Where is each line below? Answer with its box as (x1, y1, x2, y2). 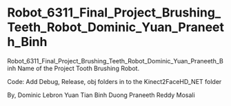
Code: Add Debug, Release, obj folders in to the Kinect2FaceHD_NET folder (7, 77, 222, 85)
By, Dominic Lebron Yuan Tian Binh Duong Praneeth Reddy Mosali (7, 91, 195, 99)
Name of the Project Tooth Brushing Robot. (17, 64, 140, 72)
